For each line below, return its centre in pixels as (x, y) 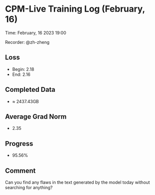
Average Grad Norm (36, 116)
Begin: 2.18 (23, 69)
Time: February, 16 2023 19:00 (36, 33)
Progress (19, 144)
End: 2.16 (21, 74)
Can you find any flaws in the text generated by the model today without (77, 182)
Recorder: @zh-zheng (27, 42)
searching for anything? (29, 187)
